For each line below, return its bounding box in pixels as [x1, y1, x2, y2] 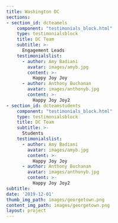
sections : [6, 14, 31, 20]
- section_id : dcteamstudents [6, 102, 81, 109]
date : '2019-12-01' [6, 191, 55, 197]
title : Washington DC [6, 8, 60, 15]
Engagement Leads [21, 48, 65, 54]
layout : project [6, 208, 46, 214]
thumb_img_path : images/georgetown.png [6, 197, 105, 203]
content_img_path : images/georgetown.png [6, 202, 110, 208]
